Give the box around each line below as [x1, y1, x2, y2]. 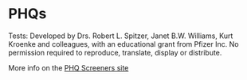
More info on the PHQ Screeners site [8, 63, 129, 72]
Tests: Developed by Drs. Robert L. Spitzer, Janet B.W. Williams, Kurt [8, 31, 233, 40]
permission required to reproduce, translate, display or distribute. [8, 48, 222, 57]
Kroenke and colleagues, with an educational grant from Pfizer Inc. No [8, 39, 239, 48]
